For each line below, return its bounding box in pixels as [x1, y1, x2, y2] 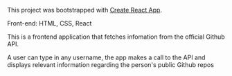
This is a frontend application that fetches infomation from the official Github [7, 32, 225, 41]
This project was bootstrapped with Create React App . [7, 6, 163, 14]
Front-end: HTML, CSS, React [7, 19, 92, 27]
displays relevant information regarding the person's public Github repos [7, 61, 215, 68]
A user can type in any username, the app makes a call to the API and [7, 53, 206, 61]
